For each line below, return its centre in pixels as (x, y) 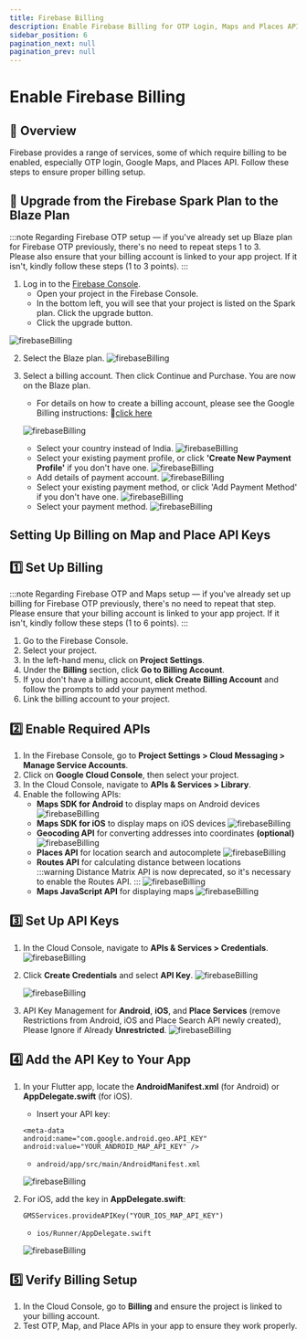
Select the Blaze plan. (64, 358)
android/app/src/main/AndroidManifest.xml (118, 1164)
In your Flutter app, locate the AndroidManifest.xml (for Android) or (151, 1086)
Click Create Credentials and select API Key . (108, 975)
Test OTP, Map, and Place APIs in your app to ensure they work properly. (160, 1326)
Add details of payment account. (98, 477)
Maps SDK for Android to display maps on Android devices (148, 804)
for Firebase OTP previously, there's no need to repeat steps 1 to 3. (136, 247)
